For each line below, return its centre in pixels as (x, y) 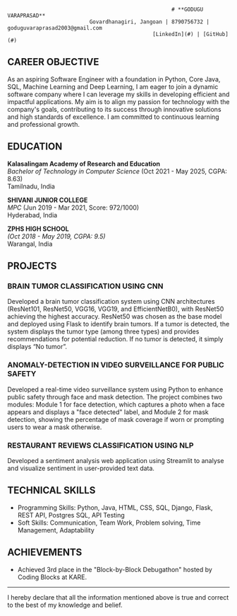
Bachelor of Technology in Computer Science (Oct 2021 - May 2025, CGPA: (117, 171)
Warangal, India (30, 244)
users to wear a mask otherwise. (55, 427)
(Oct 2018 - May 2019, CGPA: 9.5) (56, 236)
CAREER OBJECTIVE (53, 62)
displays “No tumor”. (37, 347)
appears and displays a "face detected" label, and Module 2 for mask (108, 412)
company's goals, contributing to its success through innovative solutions (114, 109)
